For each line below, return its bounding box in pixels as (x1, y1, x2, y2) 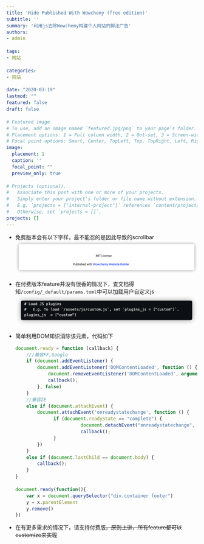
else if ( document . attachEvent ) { (26, 403, 114, 409)
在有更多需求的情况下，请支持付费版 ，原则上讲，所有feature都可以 (15, 524, 182, 531)
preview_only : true (12, 170, 61, 176)
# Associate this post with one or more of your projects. (6, 189, 165, 196)
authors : (6, 29, 29, 35)
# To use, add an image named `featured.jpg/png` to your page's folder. (6, 125, 197, 131)
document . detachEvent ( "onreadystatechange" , (80, 422, 195, 428)
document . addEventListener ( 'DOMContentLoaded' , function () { (37, 364, 198, 371)
